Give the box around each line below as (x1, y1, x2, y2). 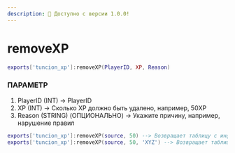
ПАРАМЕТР (7, 80, 48, 90)
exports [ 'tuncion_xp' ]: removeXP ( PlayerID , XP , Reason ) (7, 64, 171, 71)
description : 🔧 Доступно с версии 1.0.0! (7, 10, 130, 18)
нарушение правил (17, 119, 75, 127)
